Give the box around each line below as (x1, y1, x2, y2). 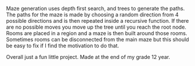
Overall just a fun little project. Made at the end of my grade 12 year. (6, 54, 170, 60)
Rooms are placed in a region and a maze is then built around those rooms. (6, 30, 187, 37)
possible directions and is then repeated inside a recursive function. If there (6, 18, 189, 24)
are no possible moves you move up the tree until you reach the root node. (6, 23, 187, 30)
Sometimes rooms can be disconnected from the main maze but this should (6, 36, 189, 43)
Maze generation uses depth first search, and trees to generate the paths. (6, 5, 185, 12)
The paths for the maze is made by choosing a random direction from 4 (6, 11, 179, 18)
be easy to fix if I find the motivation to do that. (6, 42, 119, 49)
